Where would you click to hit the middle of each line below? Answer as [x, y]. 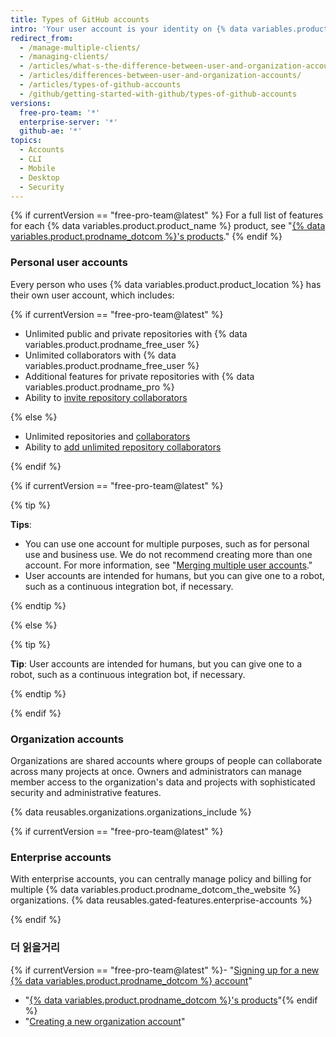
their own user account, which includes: [92, 295]
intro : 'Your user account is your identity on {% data [129, 29]
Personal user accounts [69, 263]
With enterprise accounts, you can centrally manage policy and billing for [161, 879]
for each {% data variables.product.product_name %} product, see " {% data [168, 226]
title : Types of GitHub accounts [80, 19]
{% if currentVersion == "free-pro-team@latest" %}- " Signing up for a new [165, 970]
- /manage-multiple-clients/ [80, 47]
